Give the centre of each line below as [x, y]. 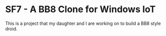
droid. [11, 28]
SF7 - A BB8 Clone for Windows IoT [80, 9]
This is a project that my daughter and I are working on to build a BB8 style [83, 23]
